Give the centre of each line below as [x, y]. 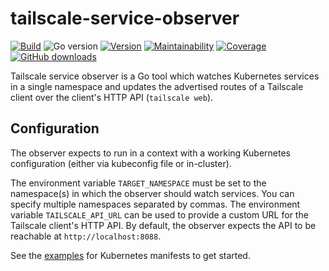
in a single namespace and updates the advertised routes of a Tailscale [157, 86]
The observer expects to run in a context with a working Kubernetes [150, 153]
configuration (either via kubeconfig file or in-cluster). [121, 163]
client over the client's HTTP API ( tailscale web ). [112, 97]
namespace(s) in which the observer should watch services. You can [152, 193]
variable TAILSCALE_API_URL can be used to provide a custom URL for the [159, 214]
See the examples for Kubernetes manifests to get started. [130, 255]
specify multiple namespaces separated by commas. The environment [155, 204]
